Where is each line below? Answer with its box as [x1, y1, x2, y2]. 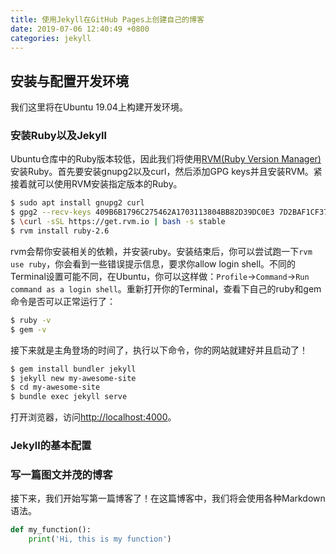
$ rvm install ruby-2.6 [10, 226, 110, 236]
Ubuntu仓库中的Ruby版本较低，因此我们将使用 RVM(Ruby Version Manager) [10, 153, 322, 165]
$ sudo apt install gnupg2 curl [10, 198, 145, 208]
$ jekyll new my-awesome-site [10, 373, 137, 383]
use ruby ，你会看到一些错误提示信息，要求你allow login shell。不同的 [10, 257, 297, 270]
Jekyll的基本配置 [10, 439, 92, 453]
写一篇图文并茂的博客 [10, 468, 113, 482]
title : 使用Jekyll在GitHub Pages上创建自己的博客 [10, 14, 205, 25]
